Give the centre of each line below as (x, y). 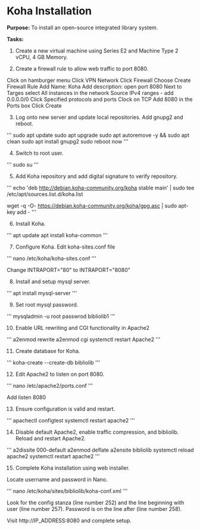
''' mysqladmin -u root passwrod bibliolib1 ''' (61, 316)
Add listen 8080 (26, 397)
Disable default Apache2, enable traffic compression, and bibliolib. (97, 432)
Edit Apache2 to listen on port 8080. (60, 374)
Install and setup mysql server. (53, 281)
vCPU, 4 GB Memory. (41, 57)
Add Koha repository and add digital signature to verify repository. (96, 176)
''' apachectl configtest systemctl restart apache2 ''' (71, 420)
